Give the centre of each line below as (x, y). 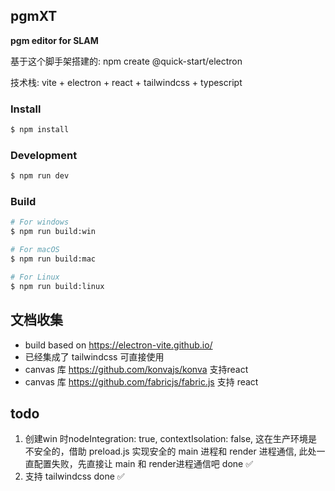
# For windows (40, 222)
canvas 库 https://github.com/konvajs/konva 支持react (136, 369)
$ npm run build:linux (57, 286)
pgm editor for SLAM (54, 40)
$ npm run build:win (53, 232)
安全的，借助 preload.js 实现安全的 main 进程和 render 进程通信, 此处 (175, 451)
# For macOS (35, 250)
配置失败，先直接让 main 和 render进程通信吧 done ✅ (143, 464)
